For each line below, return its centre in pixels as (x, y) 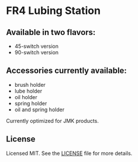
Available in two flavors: (51, 32)
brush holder (30, 84)
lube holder (28, 91)
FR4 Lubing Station (54, 11)
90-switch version (37, 52)
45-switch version (36, 46)
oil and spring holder (39, 110)
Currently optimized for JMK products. (53, 121)
